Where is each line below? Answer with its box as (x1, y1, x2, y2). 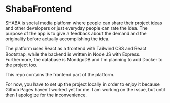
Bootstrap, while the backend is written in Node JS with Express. (5, 51, 141, 57)
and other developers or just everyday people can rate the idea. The (5, 25, 148, 31)
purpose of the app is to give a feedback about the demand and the (5, 30, 147, 36)
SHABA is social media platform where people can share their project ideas (5, 20, 162, 26)
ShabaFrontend (5, 3, 72, 15)
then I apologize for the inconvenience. (5, 92, 87, 98)
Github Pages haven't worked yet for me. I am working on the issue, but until (5, 86, 165, 92)
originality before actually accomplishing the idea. (5, 36, 110, 42)
